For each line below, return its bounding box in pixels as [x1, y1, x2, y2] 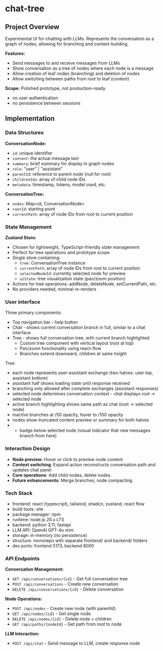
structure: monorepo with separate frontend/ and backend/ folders [12, 537, 148, 543]
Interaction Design [5, 445, 51, 452]
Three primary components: [5, 309, 62, 316]
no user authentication [12, 95, 58, 101]
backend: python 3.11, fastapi [12, 522, 71, 528]
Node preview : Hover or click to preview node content [12, 456, 123, 462]
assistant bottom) [12, 375, 48, 381]
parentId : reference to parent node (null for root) [12, 171, 111, 177]
